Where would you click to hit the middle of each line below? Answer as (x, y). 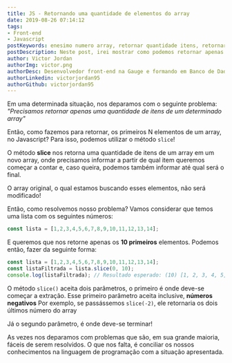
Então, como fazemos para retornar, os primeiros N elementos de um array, (115, 132)
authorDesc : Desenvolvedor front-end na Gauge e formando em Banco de (111, 71)
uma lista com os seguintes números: (60, 216)
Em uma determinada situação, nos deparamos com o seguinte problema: (112, 104)
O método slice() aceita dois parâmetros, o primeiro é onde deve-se (106, 288)
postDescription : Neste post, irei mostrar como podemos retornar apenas (116, 53)
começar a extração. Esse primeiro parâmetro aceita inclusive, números (110, 295)
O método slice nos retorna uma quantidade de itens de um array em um (111, 153)
